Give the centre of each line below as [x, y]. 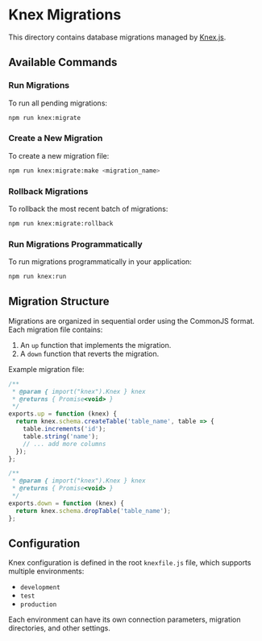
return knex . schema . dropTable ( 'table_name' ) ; [94, 511]
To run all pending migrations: [58, 103]
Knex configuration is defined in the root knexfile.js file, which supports [130, 563]
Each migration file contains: [56, 329]
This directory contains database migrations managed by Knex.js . [117, 37]
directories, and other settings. [59, 628]
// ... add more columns [64, 444]
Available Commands [63, 62]
